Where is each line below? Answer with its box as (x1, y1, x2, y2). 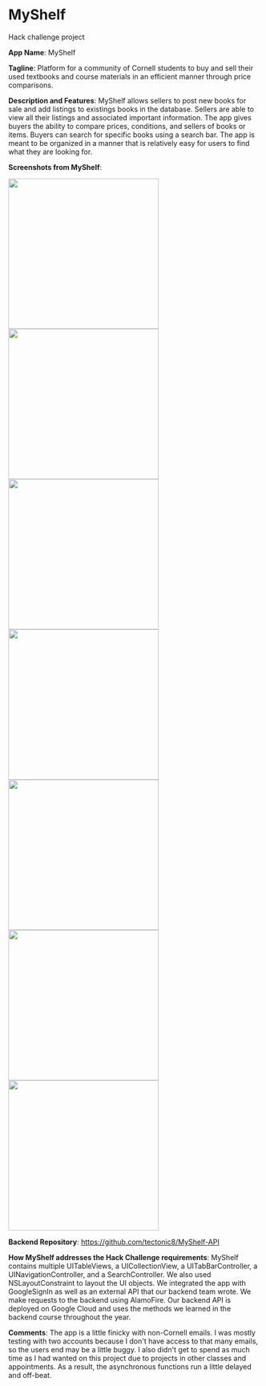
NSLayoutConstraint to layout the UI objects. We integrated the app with (8, 1278, 247, 1287)
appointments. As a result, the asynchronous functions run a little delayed (8, 1361, 252, 1372)
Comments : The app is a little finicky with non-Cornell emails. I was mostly (8, 1327, 256, 1337)
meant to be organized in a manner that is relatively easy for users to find (8, 138, 250, 147)
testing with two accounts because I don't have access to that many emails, (8, 1336, 259, 1346)
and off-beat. (8, 1370, 52, 1380)
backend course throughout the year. (8, 1312, 131, 1322)
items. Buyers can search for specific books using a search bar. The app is (8, 130, 255, 139)
